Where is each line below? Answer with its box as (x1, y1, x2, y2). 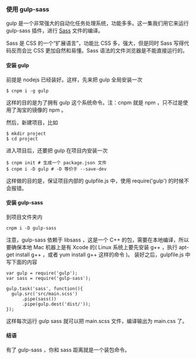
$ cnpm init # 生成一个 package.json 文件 (6, 159, 107, 166)
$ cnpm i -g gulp (6, 87, 49, 94)
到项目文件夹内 (6, 213, 43, 220)
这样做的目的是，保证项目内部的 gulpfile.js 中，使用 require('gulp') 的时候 (6, 177, 184, 184)
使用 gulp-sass (6, 5, 50, 13)
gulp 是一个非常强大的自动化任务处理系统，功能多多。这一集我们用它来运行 (6, 19, 189, 27)
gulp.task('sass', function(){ (6, 285, 83, 292)
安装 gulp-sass (6, 199, 43, 206)
